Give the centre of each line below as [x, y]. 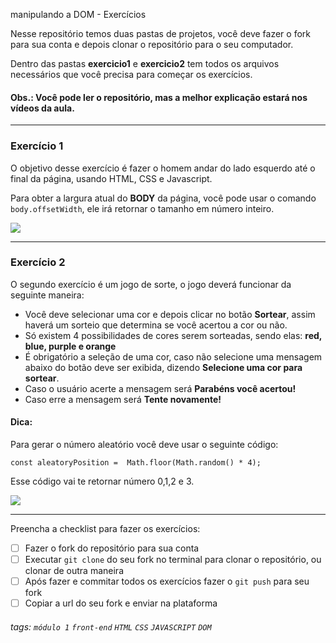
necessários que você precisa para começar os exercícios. [131, 74]
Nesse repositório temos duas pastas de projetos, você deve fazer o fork [160, 33]
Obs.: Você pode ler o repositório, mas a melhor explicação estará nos [159, 97]
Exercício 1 [37, 146]
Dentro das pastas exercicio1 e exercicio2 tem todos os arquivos [145, 63]
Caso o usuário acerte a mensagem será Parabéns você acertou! [160, 388]
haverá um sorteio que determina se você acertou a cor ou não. [156, 325]
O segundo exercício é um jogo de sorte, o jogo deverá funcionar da [151, 284]
